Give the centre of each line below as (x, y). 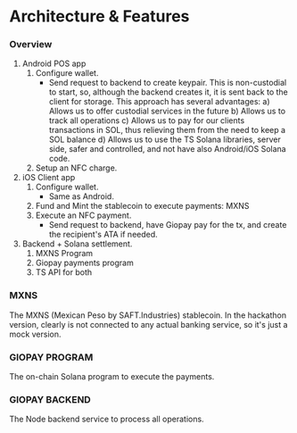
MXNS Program (64, 254)
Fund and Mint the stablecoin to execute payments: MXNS (142, 206)
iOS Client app (49, 178)
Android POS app (54, 63)
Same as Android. (81, 196)
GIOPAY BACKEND (50, 400)
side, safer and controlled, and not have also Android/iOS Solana (168, 149)
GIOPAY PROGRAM (51, 357)
